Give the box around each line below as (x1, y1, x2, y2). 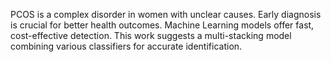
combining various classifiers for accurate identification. (10, 40, 243, 52)
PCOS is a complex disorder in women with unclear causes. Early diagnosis (10, 9, 322, 20)
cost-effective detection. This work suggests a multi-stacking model (10, 30, 292, 41)
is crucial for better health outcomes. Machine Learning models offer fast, (10, 19, 315, 31)
